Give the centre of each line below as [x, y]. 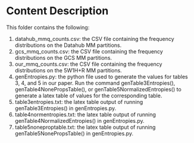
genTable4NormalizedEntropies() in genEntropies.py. [79, 120]
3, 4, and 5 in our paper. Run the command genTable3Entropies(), [95, 83]
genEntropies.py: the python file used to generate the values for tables [101, 77]
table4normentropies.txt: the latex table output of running [85, 115]
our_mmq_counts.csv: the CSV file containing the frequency [88, 64]
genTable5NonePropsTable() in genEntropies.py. [74, 133]
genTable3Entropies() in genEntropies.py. [65, 108]
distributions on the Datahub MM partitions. [68, 45]
